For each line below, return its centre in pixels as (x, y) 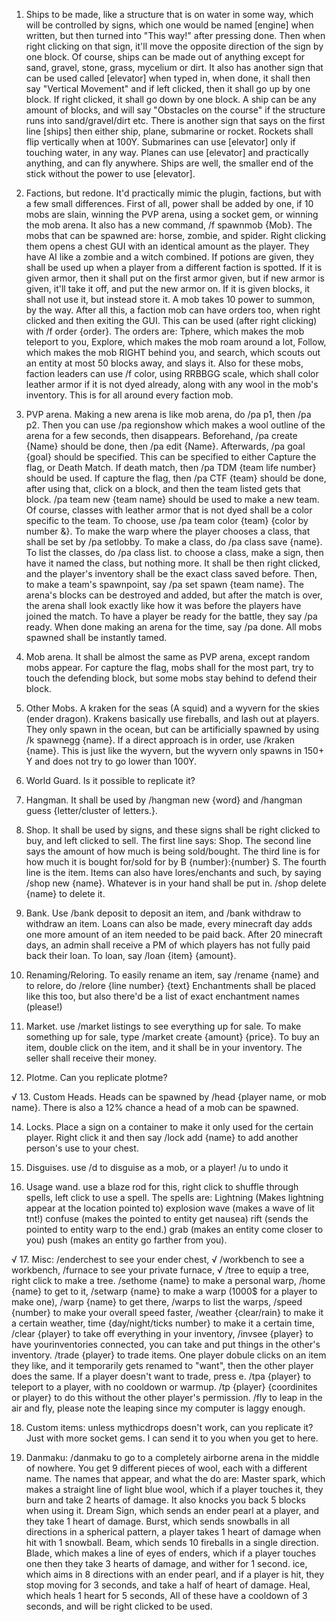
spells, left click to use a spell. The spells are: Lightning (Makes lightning (174, 1197)
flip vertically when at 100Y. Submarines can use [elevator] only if (160, 142)
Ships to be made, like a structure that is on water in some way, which (169, 14)
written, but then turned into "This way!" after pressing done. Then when (175, 35)
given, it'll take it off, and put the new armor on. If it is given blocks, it (168, 288)
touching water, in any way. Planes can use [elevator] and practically (167, 152)
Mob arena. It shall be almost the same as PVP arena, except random (168, 657)
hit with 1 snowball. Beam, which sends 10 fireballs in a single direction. (172, 1542)
